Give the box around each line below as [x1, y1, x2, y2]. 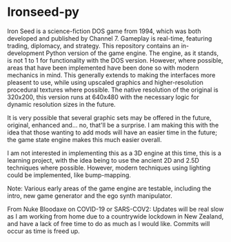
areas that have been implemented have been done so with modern [7, 63, 199, 72]
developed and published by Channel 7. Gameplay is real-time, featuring [7, 34, 212, 42]
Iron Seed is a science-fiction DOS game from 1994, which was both [7, 27, 201, 35]
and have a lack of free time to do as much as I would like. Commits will [7, 219, 210, 228]
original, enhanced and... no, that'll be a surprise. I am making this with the [7, 121, 219, 129]
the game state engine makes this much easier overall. [7, 135, 162, 143]
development [7, 49, 45, 57]
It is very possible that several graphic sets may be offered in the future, [7, 113, 212, 121]
